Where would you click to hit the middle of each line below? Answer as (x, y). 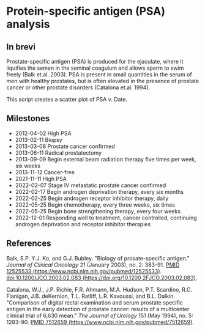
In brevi (21, 47)
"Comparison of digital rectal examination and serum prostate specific (95, 302)
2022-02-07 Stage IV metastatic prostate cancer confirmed (91, 185)
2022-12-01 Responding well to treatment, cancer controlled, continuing (106, 218)
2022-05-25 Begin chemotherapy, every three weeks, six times (95, 205)
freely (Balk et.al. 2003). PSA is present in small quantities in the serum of (99, 74)
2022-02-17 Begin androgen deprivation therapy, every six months (99, 191)
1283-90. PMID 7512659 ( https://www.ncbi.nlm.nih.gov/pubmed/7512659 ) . (100, 322)
